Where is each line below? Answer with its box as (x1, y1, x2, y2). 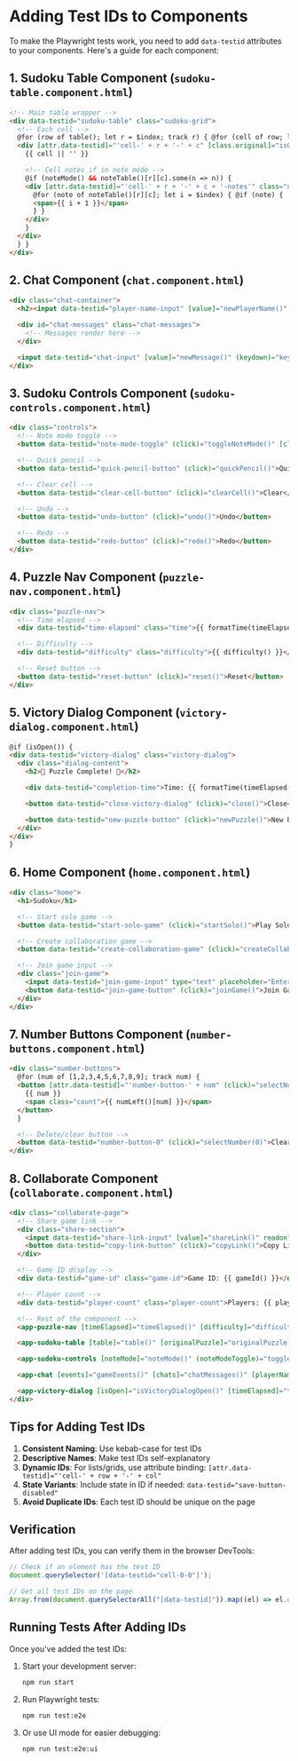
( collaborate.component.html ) (9, 1185, 174, 1200)
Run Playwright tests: (21, 1694, 100, 1704)
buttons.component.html (9, 1042, 141, 1055)
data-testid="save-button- (186, 1480, 286, 1489)
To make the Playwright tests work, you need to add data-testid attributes (9, 36, 282, 46)
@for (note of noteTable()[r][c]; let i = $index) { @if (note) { (32, 190, 284, 199)
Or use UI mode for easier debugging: (21, 1727, 161, 1738)
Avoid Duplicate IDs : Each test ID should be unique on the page (21, 1496, 255, 1507)
